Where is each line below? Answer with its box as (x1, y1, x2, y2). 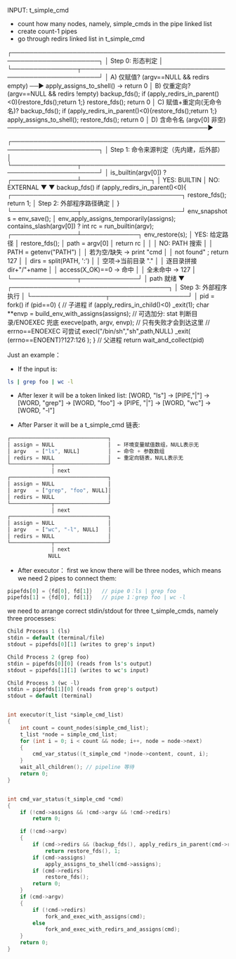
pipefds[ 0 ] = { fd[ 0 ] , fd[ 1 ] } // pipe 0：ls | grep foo (7, 588, 177, 595)
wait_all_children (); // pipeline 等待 (20, 763, 135, 771)
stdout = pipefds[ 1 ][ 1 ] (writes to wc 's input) (7, 666, 150, 674)
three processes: (7, 614, 56, 623)
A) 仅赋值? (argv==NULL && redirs (110, 73, 209, 81)
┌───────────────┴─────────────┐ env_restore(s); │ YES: (7, 230, 209, 239)
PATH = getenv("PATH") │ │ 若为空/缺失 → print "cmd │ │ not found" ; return (7, 248, 229, 256)
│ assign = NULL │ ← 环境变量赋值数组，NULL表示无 (7, 441, 199, 448)
